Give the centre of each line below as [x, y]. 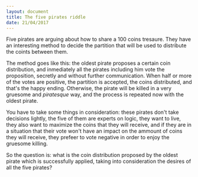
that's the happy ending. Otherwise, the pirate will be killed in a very [89, 88]
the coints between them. [37, 52]
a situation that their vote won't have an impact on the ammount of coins [94, 131]
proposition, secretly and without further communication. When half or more [99, 76]
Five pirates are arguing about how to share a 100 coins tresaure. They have [98, 40]
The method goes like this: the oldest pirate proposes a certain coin [88, 63]
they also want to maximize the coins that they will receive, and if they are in [99, 125]
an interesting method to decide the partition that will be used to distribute [96, 45]
